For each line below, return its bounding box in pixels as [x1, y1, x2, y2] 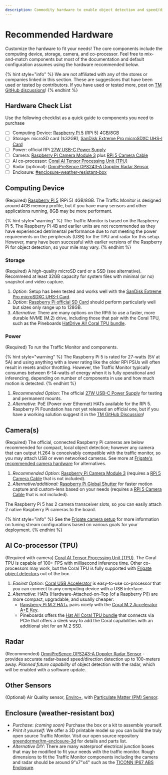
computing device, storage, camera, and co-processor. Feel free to [5, 51, 143, 57]
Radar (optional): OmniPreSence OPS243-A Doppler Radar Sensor [12, 163, 149, 169]
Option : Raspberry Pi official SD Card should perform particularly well [12, 299, 156, 305]
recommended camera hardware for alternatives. [5, 461, 106, 467]
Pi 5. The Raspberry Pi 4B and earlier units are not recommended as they [5, 223, 156, 229]
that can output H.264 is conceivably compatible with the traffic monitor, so [5, 450, 161, 456]
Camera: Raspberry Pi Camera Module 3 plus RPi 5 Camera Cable [12, 152, 148, 158]
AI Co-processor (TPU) [5, 541, 78, 550]
